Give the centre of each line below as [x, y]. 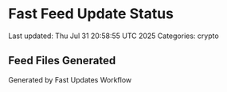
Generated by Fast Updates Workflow [70, 79]
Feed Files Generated [62, 61]
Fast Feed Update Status [91, 14]
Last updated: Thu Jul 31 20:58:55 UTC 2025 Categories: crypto [113, 36]
